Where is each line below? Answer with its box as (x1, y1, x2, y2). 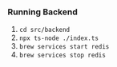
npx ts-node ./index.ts (18, 34, 99, 42)
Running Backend (7, 6, 78, 18)
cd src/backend (18, 26, 71, 34)
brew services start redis (18, 43, 110, 51)
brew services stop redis (18, 51, 106, 60)
